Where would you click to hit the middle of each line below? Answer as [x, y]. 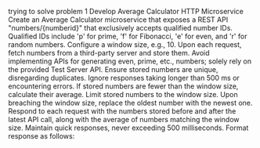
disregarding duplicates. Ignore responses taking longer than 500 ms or [124, 78]
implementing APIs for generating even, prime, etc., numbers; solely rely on [130, 61]
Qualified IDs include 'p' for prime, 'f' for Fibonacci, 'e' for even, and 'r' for [128, 36]
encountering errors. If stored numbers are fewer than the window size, [123, 86]
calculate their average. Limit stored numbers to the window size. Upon [123, 94]
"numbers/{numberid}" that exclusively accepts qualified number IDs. [121, 28]
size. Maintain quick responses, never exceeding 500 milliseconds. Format [128, 128]
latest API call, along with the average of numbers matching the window [124, 119]
